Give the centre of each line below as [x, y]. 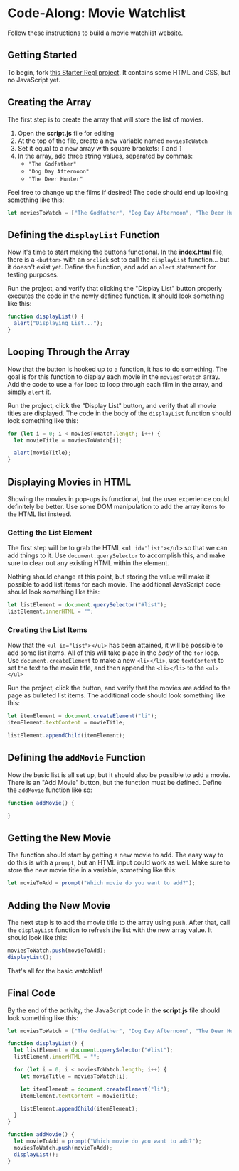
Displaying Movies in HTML [69, 482]
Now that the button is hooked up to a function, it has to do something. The [117, 369]
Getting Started [42, 55]
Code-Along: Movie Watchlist [97, 13]
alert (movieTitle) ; [43, 453]
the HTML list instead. [39, 514]
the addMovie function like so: [50, 790]
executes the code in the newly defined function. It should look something [116, 296]
